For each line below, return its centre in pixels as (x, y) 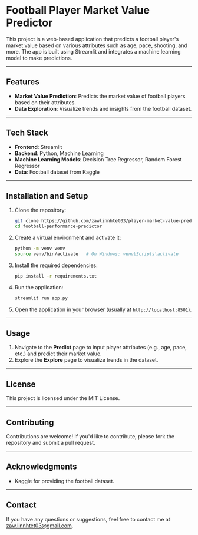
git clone (27, 221)
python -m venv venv (40, 249)
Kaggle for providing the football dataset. (65, 481)
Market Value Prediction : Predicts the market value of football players (100, 96)
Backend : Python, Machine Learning (59, 153)
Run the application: (39, 287)
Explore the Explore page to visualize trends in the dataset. (86, 360)
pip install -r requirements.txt (56, 276)
